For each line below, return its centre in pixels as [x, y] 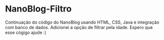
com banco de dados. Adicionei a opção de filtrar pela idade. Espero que [79, 27]
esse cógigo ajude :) [26, 32]
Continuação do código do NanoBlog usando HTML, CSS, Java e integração [82, 22]
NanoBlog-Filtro [39, 9]
